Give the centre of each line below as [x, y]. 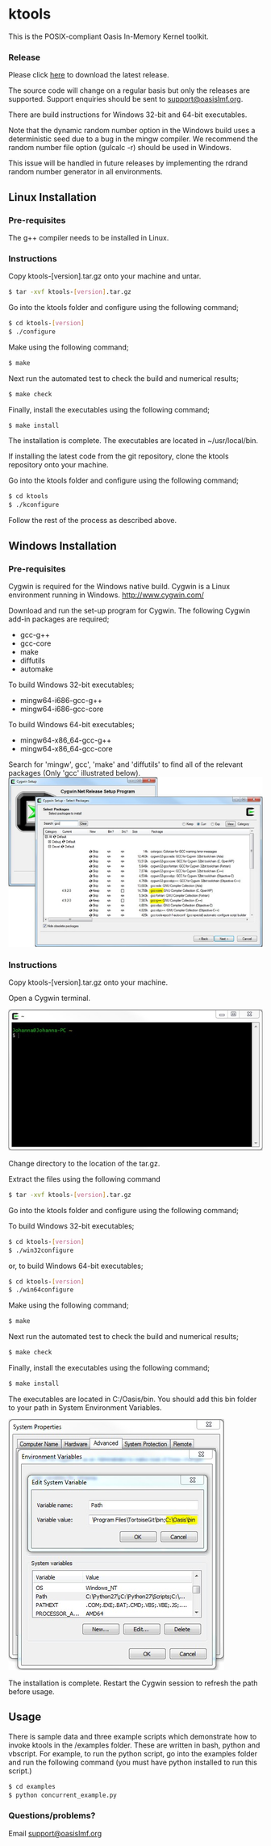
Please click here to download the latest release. [89, 75]
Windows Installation [63, 546]
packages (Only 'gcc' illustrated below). [75, 772]
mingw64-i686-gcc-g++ [61, 700]
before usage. [31, 1691]
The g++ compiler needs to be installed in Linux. [89, 237]
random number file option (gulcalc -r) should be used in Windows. [120, 148]
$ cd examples [32, 1786]
